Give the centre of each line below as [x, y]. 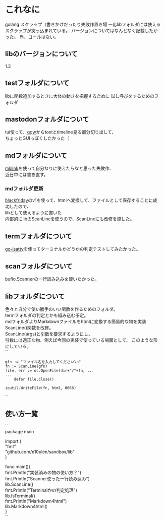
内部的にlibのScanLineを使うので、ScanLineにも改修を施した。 [70, 219]
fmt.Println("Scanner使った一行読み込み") [48, 478]
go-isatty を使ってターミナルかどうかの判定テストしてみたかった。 [73, 249]
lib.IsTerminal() [20, 496]
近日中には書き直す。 [27, 175]
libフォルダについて [35, 296]
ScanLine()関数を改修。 [29, 327]
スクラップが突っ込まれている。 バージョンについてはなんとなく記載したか [82, 30]
